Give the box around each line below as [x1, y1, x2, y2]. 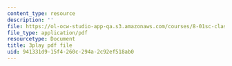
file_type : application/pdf [7, 29, 88, 36]
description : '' [7, 16, 54, 23]
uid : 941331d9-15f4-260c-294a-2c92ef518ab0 [7, 49, 135, 56]
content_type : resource [7, 10, 76, 17]
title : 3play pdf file [7, 42, 72, 49]
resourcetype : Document [7, 36, 76, 43]
